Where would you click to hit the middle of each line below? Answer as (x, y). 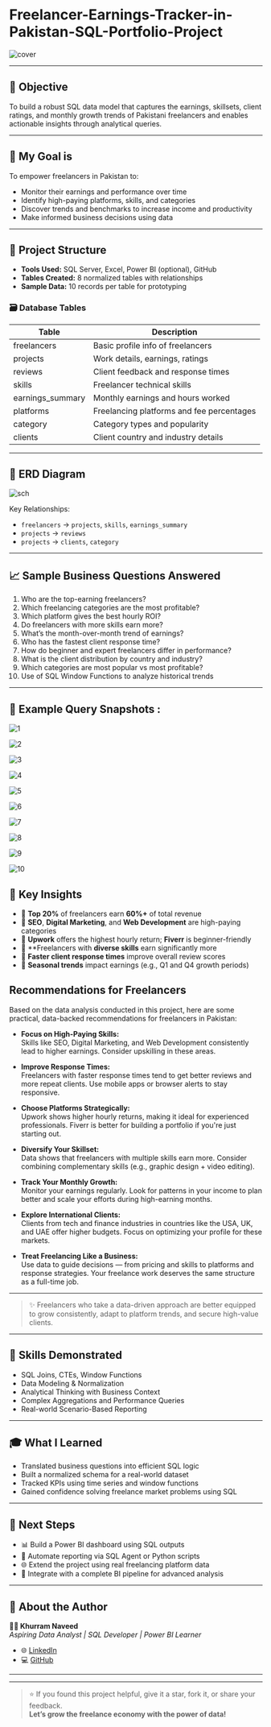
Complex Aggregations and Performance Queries (103, 1400)
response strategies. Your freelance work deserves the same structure (138, 1273)
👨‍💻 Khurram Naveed (44, 1626)
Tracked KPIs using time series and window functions (110, 1483)
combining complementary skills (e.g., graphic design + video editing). (138, 1166)
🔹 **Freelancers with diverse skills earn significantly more (119, 947)
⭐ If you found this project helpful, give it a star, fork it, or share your (142, 1694)
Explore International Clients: (71, 1215)
